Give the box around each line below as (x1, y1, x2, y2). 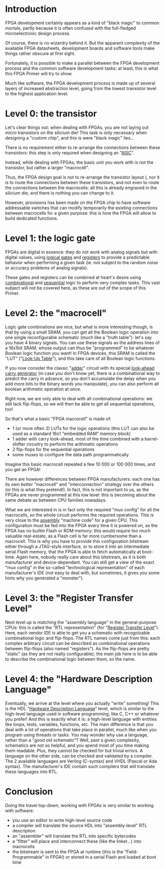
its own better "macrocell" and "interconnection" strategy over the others (5, 481, 154, 487)
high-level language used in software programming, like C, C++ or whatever (5, 711, 160, 717)
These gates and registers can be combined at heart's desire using (5, 274, 141, 280)
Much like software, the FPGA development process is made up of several (5, 80, 156, 86)
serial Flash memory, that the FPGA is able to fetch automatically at (5, 548, 141, 555)
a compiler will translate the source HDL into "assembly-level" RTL (12, 822, 147, 828)
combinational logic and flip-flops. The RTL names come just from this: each (5, 635, 161, 641)
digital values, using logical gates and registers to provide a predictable (5, 254, 150, 260)
